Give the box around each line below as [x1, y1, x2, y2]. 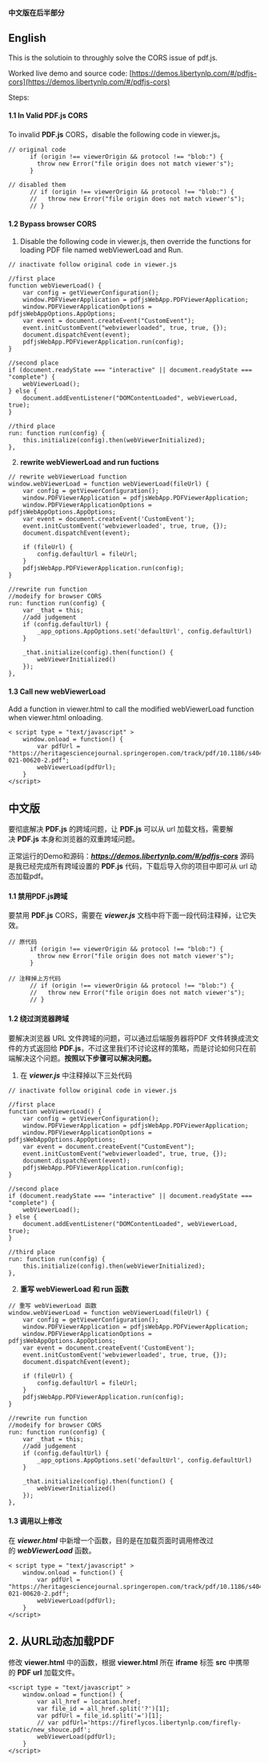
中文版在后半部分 [8, 8, 65, 17]
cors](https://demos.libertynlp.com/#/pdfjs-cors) [8, 76, 171, 87]
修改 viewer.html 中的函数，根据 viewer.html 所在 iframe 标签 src [8, 1657, 227, 1667]
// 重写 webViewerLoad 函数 [8, 1301, 98, 1309]
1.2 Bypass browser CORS [8, 218, 97, 228]
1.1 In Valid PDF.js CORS [8, 111, 88, 120]
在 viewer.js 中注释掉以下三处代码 [19, 1070, 133, 1080]
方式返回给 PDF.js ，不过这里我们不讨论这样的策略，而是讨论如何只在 [22, 1043, 250, 1053]
